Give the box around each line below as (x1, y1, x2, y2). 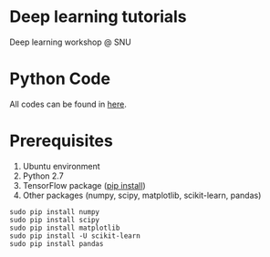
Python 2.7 (22, 170, 64, 181)
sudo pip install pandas (9, 239, 104, 248)
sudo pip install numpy (9, 207, 100, 216)
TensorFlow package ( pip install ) (22, 180, 146, 190)
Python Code (9, 68, 111, 89)
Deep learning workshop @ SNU (9, 36, 132, 47)
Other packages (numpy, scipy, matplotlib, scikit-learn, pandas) (22, 190, 262, 200)
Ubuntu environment (22, 160, 100, 171)
